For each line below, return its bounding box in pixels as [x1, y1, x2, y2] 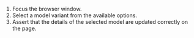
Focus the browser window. [12, 6, 82, 12]
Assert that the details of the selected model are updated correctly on [12, 18, 188, 25]
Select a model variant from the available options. [12, 12, 138, 19]
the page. [12, 25, 37, 32]
